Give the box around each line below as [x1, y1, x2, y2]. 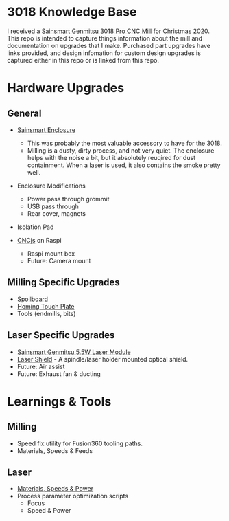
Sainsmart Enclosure [16, 125, 76, 134]
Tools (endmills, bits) [16, 309, 76, 318]
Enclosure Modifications [16, 181, 86, 190]
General [7, 107, 43, 119]
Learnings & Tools [7, 393, 112, 409]
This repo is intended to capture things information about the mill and [7, 34, 203, 42]
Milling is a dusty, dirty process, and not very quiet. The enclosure [27, 146, 215, 155]
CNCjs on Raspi [16, 236, 62, 244]
